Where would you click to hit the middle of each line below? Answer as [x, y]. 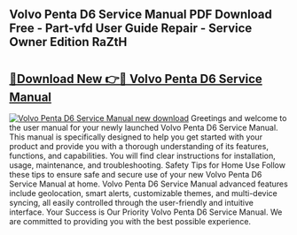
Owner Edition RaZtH [68, 42]
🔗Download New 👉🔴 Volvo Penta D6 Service [136, 79]
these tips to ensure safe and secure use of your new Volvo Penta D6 [136, 174]
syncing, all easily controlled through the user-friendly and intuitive [132, 203]
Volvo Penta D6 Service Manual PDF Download [141, 15]
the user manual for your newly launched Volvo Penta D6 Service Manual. [144, 128]
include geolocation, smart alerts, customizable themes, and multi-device [143, 193]
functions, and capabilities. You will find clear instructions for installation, [143, 155]
